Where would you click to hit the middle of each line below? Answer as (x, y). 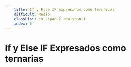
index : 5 (23, 24)
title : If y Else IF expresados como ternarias (64, 10)
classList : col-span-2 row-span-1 (50, 19)
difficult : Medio (32, 14)
